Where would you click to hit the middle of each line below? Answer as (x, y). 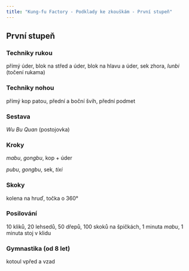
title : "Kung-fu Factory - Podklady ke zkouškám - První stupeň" (89, 12)
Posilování (22, 214)
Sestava (19, 116)
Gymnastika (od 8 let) (38, 248)
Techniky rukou (29, 53)
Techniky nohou (30, 88)
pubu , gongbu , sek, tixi (34, 170)
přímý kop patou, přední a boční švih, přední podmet (71, 101)
